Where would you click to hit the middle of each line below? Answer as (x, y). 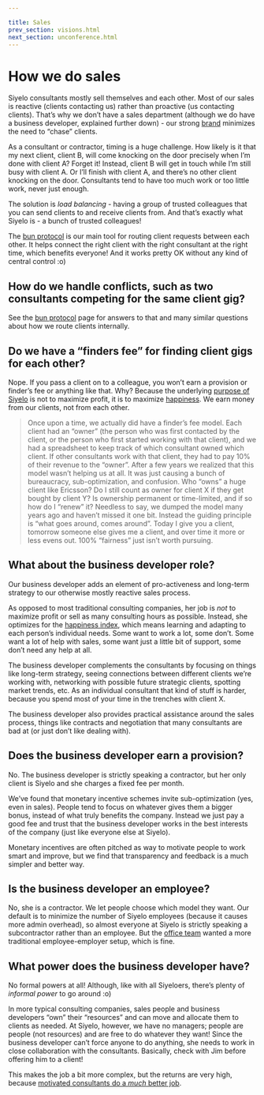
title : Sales (30, 22)
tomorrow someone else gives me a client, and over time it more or (136, 532)
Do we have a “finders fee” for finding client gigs (130, 351)
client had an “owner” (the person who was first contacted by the (134, 431)
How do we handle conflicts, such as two (111, 286)
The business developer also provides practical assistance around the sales (131, 714)
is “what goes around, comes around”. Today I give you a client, (131, 523)
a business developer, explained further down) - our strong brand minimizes (132, 123)
